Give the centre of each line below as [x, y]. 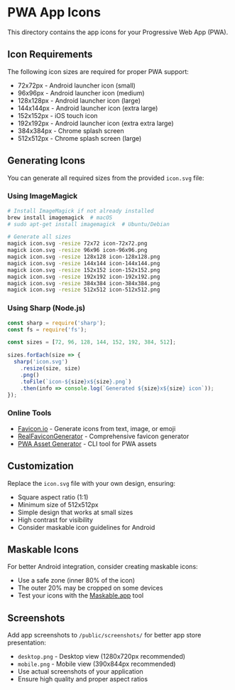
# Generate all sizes [39, 237]
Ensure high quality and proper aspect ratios [82, 679]
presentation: [27, 643]
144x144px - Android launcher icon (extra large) [88, 108]
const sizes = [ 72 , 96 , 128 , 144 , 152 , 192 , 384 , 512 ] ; [92, 342]
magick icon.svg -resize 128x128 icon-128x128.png [84, 257]
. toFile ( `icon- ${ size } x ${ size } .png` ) [76, 381]
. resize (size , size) [50, 368]
